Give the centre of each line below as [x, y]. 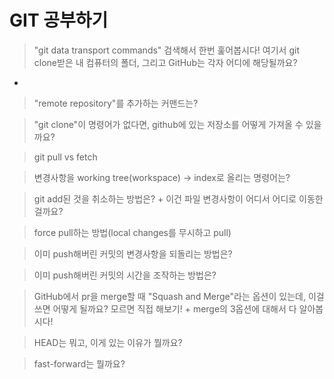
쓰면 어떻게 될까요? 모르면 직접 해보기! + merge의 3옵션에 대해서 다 [165, 308]
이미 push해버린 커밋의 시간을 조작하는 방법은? [125, 275]
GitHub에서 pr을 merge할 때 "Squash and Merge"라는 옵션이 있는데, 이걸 [179, 296]
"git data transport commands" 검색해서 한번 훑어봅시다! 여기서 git [166, 50]
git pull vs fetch [65, 157]
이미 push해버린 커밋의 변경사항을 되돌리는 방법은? [133, 253]
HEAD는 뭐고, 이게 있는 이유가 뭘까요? [108, 342]
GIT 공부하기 [59, 20]
